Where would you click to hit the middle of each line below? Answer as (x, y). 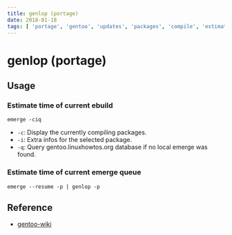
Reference (30, 207)
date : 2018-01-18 (32, 20)
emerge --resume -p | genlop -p (54, 187)
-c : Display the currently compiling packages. (82, 132)
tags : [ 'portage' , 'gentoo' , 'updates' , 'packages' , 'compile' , (103, 26)
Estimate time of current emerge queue (74, 172)
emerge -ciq (24, 120)
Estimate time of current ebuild (60, 105)
